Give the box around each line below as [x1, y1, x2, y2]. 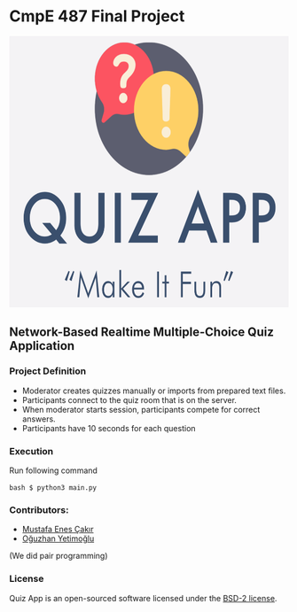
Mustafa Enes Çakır [21, 524, 94, 535]
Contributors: [9, 503, 69, 515]
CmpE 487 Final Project [9, 6, 185, 27]
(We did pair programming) [9, 551, 108, 562]
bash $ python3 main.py [9, 483, 98, 492]
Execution [9, 445, 54, 457]
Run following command [9, 465, 98, 476]
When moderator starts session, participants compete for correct [21, 404, 261, 414]
